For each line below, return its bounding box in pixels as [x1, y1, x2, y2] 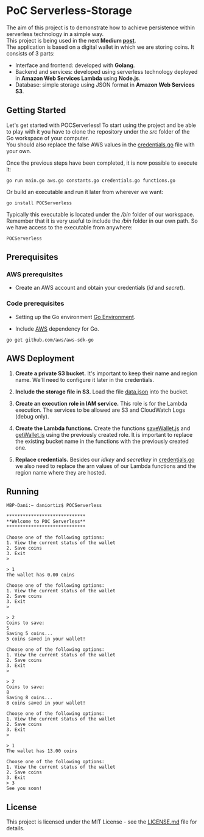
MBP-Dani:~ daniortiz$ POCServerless [6, 503, 102, 509]
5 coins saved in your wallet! [6, 636, 86, 642]
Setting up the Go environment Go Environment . [15, 313, 136, 320]
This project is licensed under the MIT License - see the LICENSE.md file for [6, 818, 197, 825]
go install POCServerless [6, 199, 72, 206]
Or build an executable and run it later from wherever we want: [6, 188, 163, 195]
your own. [6, 147, 32, 154]
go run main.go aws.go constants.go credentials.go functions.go [6, 178, 175, 184]
